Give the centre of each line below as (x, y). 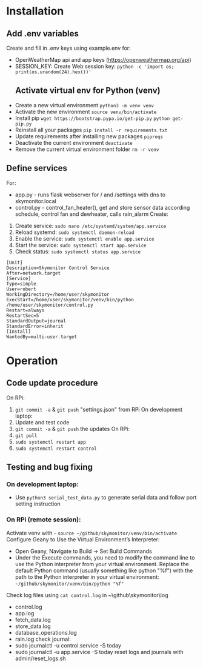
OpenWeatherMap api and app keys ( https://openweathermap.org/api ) (103, 60)
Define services (37, 168)
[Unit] (15, 262)
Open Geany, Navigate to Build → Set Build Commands (84, 551)
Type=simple (21, 284)
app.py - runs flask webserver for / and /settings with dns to (90, 195)
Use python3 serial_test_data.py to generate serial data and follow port (106, 498)
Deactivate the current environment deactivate (74, 142)
